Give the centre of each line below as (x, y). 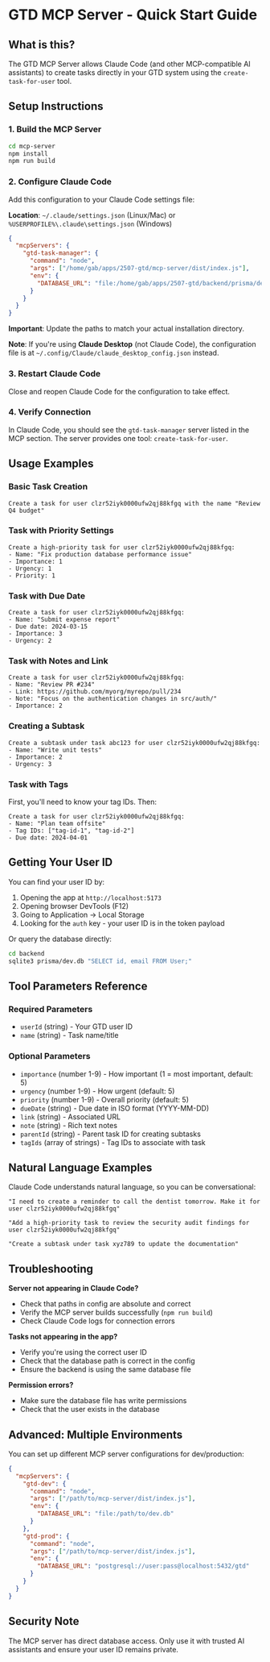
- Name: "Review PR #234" (51, 685)
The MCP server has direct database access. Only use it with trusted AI (127, 1641)
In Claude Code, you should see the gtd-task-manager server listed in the (129, 430)
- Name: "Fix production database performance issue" (100, 554)
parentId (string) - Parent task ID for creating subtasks (110, 1134)
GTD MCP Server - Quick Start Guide (133, 15)
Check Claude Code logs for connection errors (97, 1321)
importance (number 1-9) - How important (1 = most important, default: (136, 1073)
